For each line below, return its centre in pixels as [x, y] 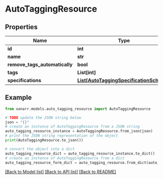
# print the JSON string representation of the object [62, 136]
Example [18, 98]
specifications [24, 80]
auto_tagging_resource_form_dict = [41, 162]
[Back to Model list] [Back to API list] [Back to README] [61, 172]
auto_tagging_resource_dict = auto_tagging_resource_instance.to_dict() [80, 153]
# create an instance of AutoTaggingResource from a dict [65, 158]
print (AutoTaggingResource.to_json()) [44, 140]
